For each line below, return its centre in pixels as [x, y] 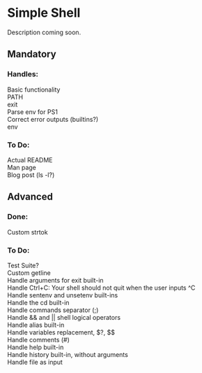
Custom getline [29, 273]
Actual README [30, 160]
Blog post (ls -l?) [31, 175]
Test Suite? [23, 265]
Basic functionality [34, 90]
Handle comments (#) [38, 339]
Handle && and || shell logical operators [64, 317]
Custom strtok [28, 232]
